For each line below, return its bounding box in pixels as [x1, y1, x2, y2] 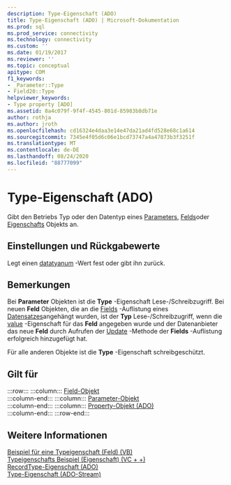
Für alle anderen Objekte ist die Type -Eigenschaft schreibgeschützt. [7, 348, 206, 357]
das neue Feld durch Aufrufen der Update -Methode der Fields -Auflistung [7, 327, 222, 336]
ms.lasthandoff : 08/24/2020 [7, 153, 89, 161]
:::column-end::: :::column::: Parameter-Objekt [7, 394, 140, 403]
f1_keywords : [7, 75, 45, 82]
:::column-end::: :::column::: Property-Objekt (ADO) [7, 402, 154, 410]
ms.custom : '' [7, 43, 49, 50]
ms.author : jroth [7, 120, 58, 128]
